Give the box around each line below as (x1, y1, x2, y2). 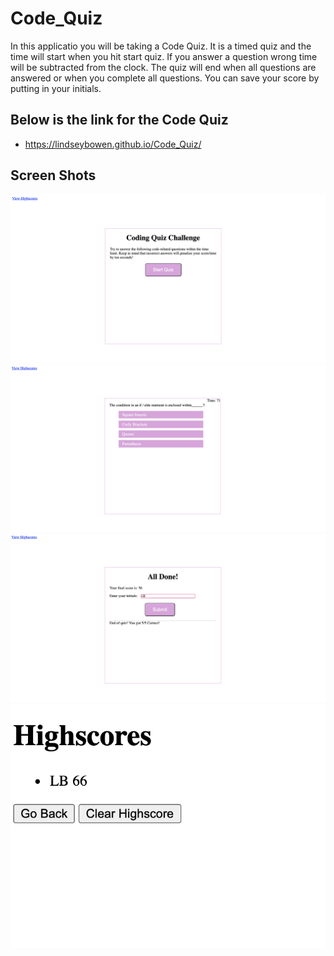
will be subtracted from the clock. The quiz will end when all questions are (10, 61, 317, 73)
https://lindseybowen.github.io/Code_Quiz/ (24, 138, 202, 150)
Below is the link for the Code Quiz (10, 112, 229, 129)
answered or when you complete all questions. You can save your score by (10, 72, 320, 84)
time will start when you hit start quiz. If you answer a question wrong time (10, 50, 318, 62)
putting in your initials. (10, 82, 102, 94)
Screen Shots (10, 167, 97, 184)
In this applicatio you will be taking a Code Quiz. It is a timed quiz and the (10, 40, 312, 52)
